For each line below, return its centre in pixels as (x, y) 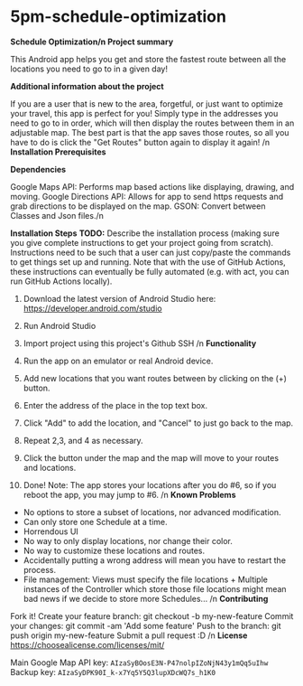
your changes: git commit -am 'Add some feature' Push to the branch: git (146, 625)
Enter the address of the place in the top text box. (115, 405)
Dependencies (38, 169)
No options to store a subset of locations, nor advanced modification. (152, 512)
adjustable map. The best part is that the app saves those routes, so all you (150, 132)
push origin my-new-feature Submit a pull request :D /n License (129, 635)
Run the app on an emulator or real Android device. (118, 361)
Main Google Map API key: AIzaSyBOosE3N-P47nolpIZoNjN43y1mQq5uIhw (139, 663)
